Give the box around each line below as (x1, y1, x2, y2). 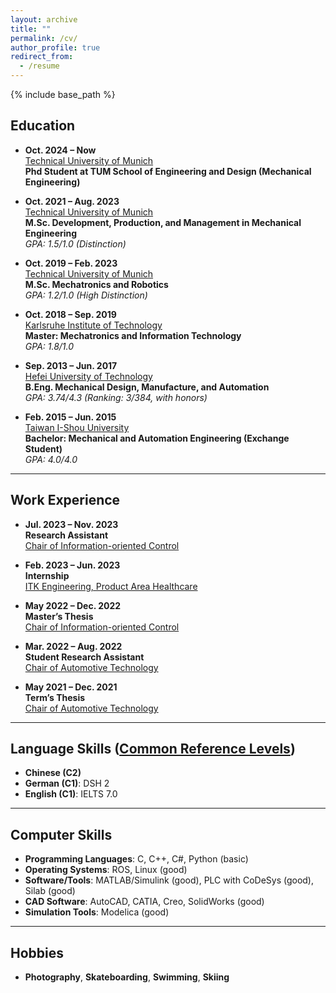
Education (10, 117, 76, 135)
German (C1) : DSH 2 (24, 777, 110, 790)
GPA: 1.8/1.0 (24, 340, 75, 352)
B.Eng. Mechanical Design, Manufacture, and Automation (24, 381, 270, 393)
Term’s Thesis (24, 691, 86, 703)
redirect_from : (10, 52, 74, 62)
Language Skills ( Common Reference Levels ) (10, 741, 296, 758)
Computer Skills (10, 826, 113, 843)
